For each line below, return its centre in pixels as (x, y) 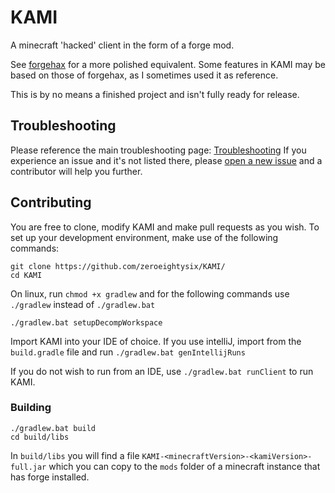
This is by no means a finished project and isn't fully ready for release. (155, 94)
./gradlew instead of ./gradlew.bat (83, 304)
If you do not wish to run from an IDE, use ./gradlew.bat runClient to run (162, 371)
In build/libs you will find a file (75, 455)
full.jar (28, 467)
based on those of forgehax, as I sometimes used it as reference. (144, 75)
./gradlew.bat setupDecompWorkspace (86, 322)
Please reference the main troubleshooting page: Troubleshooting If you (158, 150)
